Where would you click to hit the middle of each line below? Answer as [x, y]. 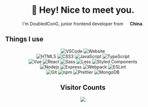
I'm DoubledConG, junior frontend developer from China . [83, 24]
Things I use [24, 39]
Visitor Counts [83, 88]
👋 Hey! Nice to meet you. [83, 10]
